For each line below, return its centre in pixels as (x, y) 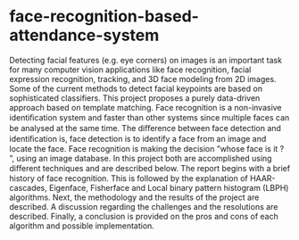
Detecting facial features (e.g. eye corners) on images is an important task (146, 60)
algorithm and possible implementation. (82, 226)
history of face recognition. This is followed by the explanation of (129, 178)
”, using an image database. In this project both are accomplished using (141, 158)
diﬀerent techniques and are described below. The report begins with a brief (150, 168)
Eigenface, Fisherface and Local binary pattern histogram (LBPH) (169, 187)
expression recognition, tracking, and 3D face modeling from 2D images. (143, 79)
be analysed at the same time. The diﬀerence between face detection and (145, 128)
